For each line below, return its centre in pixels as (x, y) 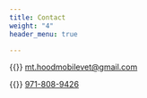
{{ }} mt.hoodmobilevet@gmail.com (73, 67)
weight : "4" (31, 26)
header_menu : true (43, 34)
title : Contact (38, 17)
